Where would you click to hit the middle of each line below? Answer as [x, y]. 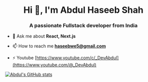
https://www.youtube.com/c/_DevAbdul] [78, 58]
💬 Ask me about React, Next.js [44, 36]
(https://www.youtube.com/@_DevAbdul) [54, 65]
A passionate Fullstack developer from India [83, 26]
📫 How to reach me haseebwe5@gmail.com [59, 46]
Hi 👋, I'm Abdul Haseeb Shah [83, 10]
